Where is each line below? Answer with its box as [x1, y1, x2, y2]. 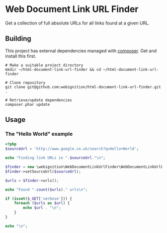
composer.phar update [5, 102, 50, 107]
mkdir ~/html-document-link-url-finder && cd [5, 67, 101, 72]
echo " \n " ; [5, 224, 28, 229]
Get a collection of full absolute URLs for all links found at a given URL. [5, 20, 150, 26]
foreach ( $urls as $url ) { [14, 201, 70, 206]
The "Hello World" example [5, 131, 73, 138]
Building [5, 34, 31, 43]
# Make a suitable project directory [5, 62, 83, 68]
